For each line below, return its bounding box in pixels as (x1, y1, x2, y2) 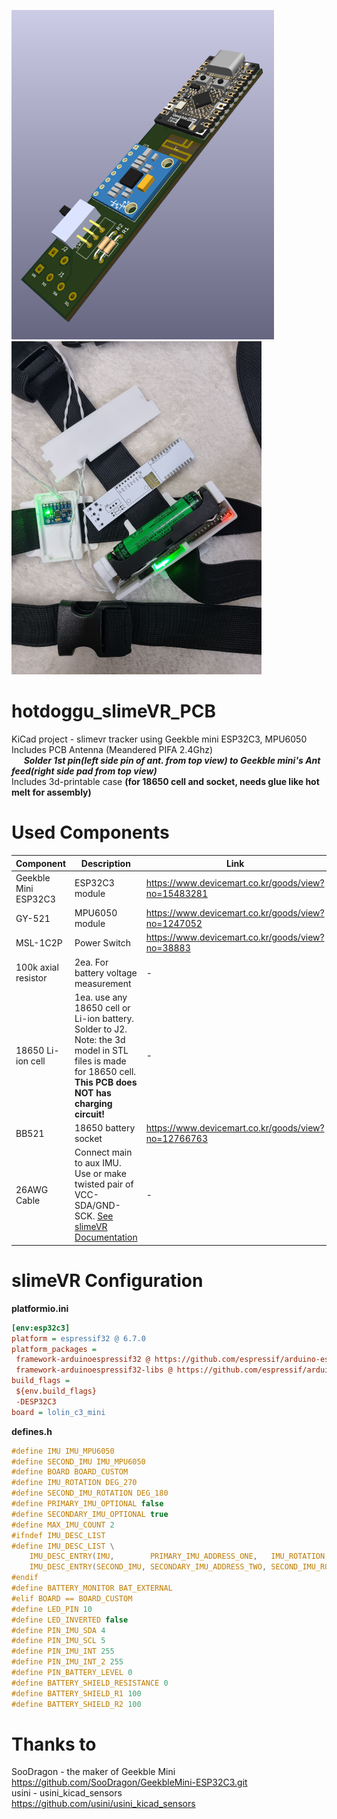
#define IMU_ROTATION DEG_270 (11, 1478, 138, 1488)
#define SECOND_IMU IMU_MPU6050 (11, 1456, 146, 1467)
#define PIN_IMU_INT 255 (11, 1646, 115, 1657)
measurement (74, 977, 132, 989)
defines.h (11, 1425, 53, 1437)
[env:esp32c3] (11, 1323, 71, 1333)
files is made (74, 1055, 127, 1067)
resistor (15, 972, 48, 984)
